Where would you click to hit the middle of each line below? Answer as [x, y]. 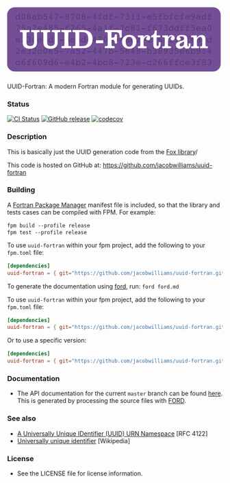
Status [18, 104]
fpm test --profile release [47, 232]
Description [27, 137]
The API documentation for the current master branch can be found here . [120, 393]
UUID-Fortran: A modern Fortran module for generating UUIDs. [96, 86]
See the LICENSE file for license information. [80, 473]
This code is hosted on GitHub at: [54, 165]
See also [22, 419]
